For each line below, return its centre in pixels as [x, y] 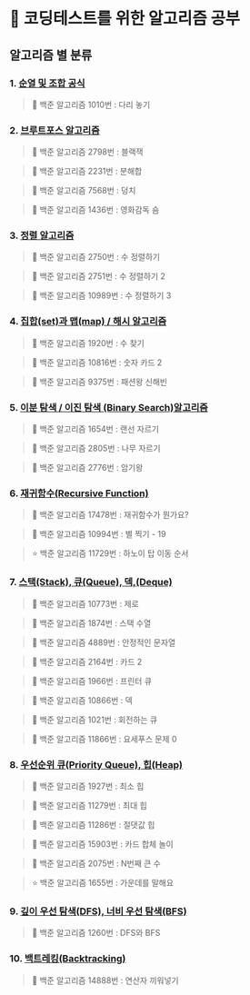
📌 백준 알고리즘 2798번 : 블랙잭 [87, 152]
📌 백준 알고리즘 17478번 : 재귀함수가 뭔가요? [110, 515]
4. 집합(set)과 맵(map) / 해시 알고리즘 [88, 322]
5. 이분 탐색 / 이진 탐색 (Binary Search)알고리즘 [109, 407]
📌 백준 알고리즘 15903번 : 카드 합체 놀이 [103, 844]
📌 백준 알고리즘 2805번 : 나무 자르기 [96, 448]
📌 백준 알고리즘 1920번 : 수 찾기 [88, 343]
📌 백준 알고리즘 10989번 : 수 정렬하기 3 [101, 295]
